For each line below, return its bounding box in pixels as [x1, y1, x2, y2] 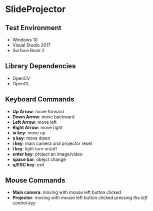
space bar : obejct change [12, 156, 66, 162]
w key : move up [12, 129, 46, 136]
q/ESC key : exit [12, 161, 45, 167]
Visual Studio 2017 [12, 42, 51, 48]
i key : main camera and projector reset [12, 140, 92, 146]
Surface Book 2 [12, 48, 45, 53]
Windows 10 [12, 37, 38, 43]
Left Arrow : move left [12, 119, 57, 125]
